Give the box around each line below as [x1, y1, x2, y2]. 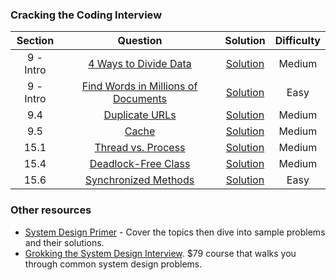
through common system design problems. [24, 258, 203, 270]
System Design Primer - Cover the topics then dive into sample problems [24, 226, 326, 238]
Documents [112, 92, 168, 106]
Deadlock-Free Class [89, 157, 191, 171]
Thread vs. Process [94, 141, 186, 155]
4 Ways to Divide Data [88, 57, 192, 71]
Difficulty [274, 34, 321, 48]
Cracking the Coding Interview [10, 8, 163, 22]
